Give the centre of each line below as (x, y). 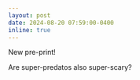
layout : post (29, 15)
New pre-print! (32, 53)
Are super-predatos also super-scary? (70, 67)
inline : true (29, 30)
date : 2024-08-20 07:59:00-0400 (61, 23)
